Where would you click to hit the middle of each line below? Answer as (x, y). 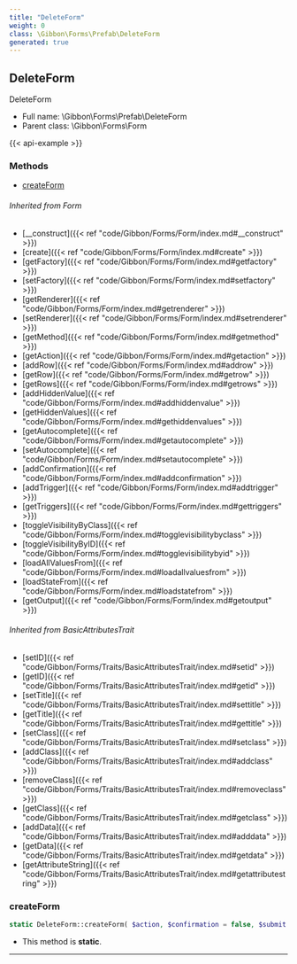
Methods (29, 166)
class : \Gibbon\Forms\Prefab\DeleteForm (85, 34)
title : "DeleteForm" (47, 17)
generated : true (39, 42)
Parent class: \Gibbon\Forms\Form (84, 126)
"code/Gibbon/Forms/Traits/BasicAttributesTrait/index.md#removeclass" (154, 789)
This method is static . (62, 941)
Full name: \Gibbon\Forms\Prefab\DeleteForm (104, 117)
